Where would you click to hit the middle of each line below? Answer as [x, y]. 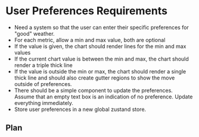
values [22, 52]
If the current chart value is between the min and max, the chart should [101, 59]
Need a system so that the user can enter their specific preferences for [101, 27]
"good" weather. [34, 33]
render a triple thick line [43, 65]
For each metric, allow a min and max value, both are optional [90, 40]
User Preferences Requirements [87, 11]
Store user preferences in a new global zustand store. [80, 109]
